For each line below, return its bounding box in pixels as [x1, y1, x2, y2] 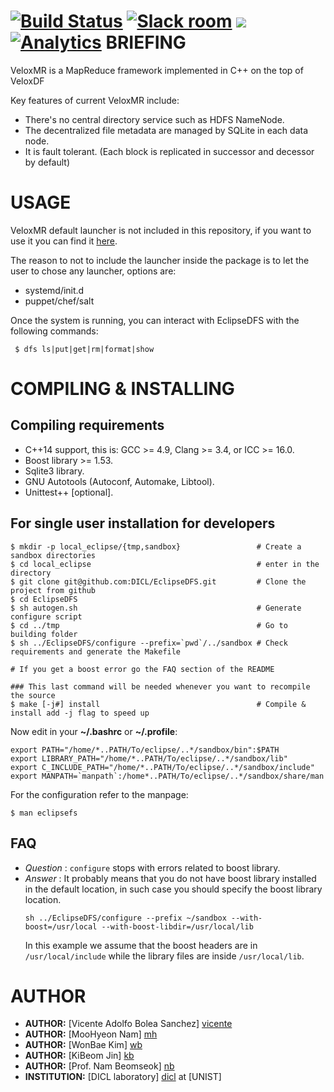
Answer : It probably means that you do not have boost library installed [24, 872, 317, 884]
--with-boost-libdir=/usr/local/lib [101, 921, 254, 932]
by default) [24, 156, 71, 168]
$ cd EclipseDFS [10, 594, 78, 604]
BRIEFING [105, 31, 187, 54]
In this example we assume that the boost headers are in [24, 939, 258, 951]
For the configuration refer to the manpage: [10, 788, 189, 800]
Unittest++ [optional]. [24, 486, 114, 498]
